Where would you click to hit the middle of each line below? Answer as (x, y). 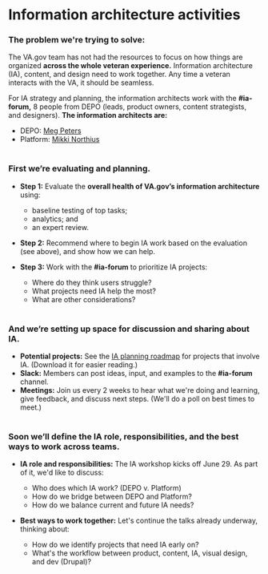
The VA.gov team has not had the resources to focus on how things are (126, 57)
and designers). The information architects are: (88, 115)
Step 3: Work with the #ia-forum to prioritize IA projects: (114, 267)
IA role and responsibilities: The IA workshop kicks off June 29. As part (139, 464)
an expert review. (60, 227)
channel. (34, 382)
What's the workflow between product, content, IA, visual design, (140, 553)
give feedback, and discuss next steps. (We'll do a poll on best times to (137, 399)
